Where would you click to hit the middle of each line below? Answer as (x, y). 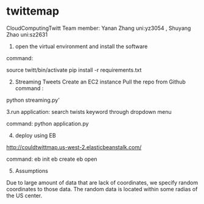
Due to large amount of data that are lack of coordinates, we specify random (102, 182)
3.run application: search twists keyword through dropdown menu (89, 111)
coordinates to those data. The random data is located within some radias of (102, 189)
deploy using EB (35, 135)
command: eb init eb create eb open (52, 159)
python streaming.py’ (33, 100)
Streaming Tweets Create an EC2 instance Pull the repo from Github (100, 82)
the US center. (24, 195)
